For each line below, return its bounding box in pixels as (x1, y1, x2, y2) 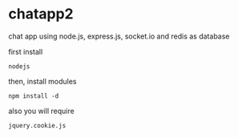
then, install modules (8, 76, 77, 86)
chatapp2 (8, 5, 74, 23)
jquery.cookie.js (8, 121, 67, 129)
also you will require (8, 106, 75, 116)
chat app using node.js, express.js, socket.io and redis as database (8, 31, 230, 41)
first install (8, 47, 43, 56)
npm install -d (8, 91, 59, 100)
